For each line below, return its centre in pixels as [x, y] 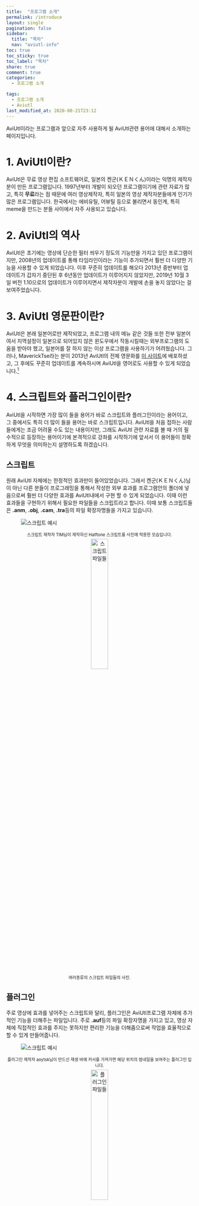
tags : [13, 94]
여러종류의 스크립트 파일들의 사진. [99, 978]
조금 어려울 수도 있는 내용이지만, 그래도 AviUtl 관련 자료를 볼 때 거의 [105, 429]
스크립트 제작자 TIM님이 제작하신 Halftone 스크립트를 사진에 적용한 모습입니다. [99, 535]
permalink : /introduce [34, 17]
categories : [21, 78]
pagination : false [29, 28]
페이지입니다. [21, 136]
